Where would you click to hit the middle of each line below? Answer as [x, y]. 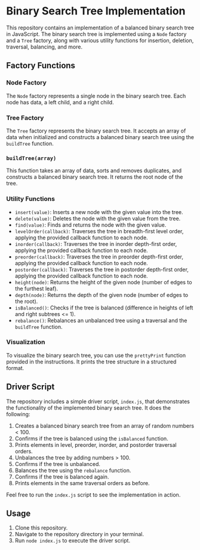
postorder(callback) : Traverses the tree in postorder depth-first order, [102, 269]
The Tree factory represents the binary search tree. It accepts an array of [96, 131]
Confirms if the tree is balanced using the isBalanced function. [91, 438]
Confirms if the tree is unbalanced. [57, 464]
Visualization [26, 342]
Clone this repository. [41, 528]
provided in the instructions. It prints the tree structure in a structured [91, 362]
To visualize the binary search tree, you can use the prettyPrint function [96, 355]
